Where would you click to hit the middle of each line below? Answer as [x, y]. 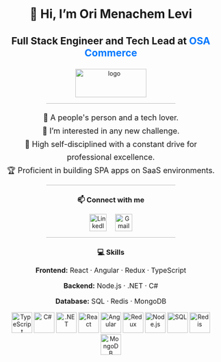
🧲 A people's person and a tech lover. [111, 118]
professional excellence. [111, 157]
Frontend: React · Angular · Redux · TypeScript [111, 270]
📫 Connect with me [111, 200]
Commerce [111, 53]
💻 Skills [111, 252]
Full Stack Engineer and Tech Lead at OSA [111, 41]
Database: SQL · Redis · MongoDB [111, 301]
